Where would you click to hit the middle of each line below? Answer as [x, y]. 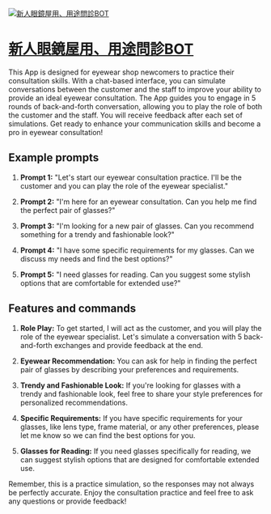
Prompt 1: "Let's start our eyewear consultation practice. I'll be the [131, 177]
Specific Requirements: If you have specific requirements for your [131, 418]
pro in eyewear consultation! [56, 132]
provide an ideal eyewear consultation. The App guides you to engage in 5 [132, 98]
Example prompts [54, 158]
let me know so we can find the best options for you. [108, 435]
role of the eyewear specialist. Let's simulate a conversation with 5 [131, 337]
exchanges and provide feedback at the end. [129, 345]
